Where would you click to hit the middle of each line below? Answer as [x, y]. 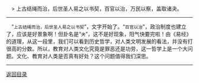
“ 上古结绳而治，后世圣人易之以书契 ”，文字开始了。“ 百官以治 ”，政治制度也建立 [99, 26]
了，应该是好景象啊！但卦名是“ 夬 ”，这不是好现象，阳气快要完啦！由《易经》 [99, 34]
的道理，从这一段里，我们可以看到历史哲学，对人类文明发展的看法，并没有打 [99, 41]
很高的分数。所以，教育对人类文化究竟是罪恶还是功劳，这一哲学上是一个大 [97, 49]
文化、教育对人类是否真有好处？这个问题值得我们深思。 [84, 56]
